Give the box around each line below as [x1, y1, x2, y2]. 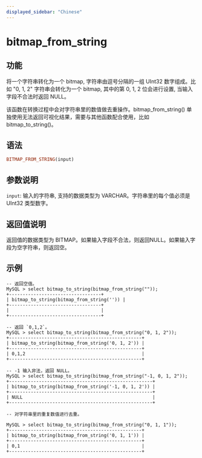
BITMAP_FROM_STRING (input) [6, 157, 74, 163]
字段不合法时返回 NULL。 [6, 93, 70, 100]
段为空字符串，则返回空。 [6, 243, 70, 251]
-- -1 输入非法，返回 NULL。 [6, 367, 73, 374]
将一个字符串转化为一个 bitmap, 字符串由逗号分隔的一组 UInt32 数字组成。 [6, 77, 191, 85]
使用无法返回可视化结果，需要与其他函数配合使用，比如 [11, 113, 149, 120]
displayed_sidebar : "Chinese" [6, 8, 83, 15]
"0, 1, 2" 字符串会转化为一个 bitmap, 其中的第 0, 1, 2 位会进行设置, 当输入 [13, 85, 194, 93]
